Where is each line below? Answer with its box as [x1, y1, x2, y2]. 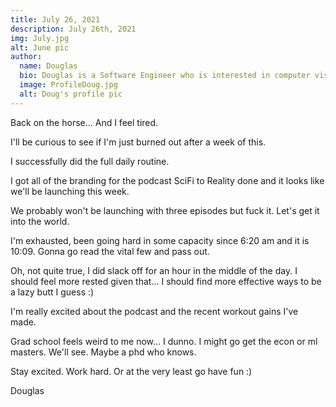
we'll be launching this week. [10, 185, 130, 197]
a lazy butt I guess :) [10, 286, 95, 298]
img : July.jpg [10, 33, 70, 43]
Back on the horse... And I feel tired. [10, 116, 159, 128]
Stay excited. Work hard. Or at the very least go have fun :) [10, 365, 253, 377]
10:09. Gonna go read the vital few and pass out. [10, 245, 210, 257]
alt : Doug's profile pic [19, 89, 123, 99]
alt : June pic [10, 42, 70, 53]
